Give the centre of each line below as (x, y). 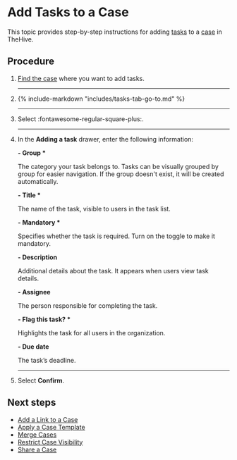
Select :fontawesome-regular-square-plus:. (80, 119)
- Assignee (34, 292)
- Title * (29, 195)
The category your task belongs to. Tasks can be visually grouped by (118, 166)
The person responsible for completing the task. (87, 305)
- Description (37, 257)
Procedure (31, 62)
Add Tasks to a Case (68, 12)
